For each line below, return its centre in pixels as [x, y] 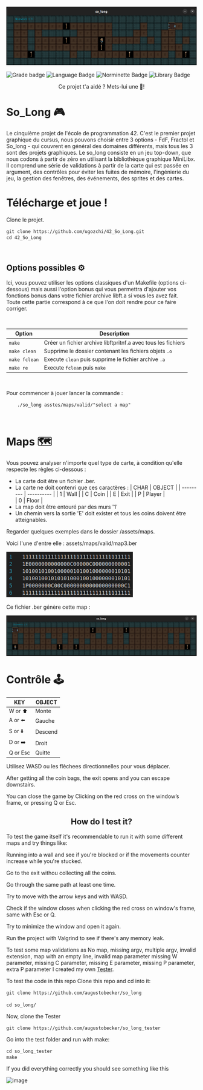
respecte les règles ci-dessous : [46, 469]
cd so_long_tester [29, 1051]
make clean [22, 351]
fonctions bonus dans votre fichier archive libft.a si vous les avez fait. [92, 296]
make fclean [24, 360]
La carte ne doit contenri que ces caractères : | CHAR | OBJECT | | [98, 487]
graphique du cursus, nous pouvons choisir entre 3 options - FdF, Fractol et [100, 140]
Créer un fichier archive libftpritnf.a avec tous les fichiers [114, 342]
